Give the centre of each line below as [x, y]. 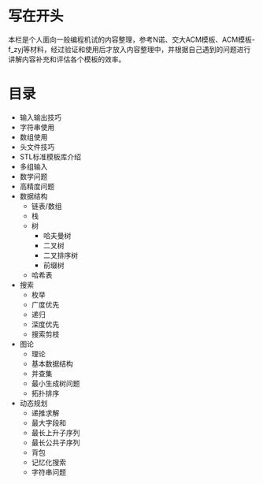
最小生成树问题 [56, 383]
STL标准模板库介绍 [50, 156]
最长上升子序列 [56, 432]
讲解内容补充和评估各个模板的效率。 [67, 59]
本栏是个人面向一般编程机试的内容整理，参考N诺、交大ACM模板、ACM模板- [132, 39]
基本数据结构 [52, 363]
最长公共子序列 [56, 442]
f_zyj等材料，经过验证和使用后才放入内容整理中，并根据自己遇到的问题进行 [130, 49]
